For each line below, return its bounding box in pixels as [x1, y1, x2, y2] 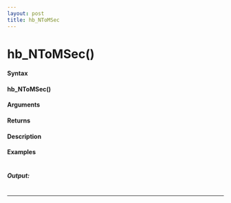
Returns [7, 116, 31, 125]
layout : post [7, 10, 45, 17]
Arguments [7, 100, 41, 109]
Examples [7, 148, 36, 156]
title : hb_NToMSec [7, 17, 60, 23]
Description [7, 132, 42, 140]
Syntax [7, 70, 28, 78]
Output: [7, 171, 30, 180]
